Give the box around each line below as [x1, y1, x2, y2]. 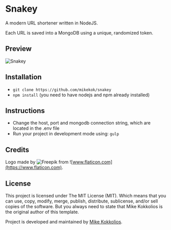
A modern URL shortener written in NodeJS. [5, 20, 98, 26]
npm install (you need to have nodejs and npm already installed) [12, 92, 150, 98]
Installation [5, 73, 42, 81]
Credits [5, 146, 30, 154]
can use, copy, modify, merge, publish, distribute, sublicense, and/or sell [5, 198, 158, 204]
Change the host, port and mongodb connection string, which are [12, 120, 151, 126]
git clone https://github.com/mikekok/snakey [12, 87, 111, 92]
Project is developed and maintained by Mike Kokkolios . [5, 219, 123, 224]
